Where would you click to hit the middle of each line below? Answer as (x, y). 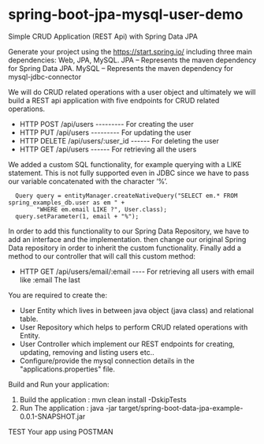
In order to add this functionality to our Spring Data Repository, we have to (129, 231)
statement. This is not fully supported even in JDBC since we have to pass (129, 173)
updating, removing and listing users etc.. (87, 352)
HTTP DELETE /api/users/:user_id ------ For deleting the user (119, 140)
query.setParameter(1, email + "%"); (77, 216)
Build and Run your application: (59, 384)
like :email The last (50, 280)
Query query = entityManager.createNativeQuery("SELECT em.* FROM (126, 196)
